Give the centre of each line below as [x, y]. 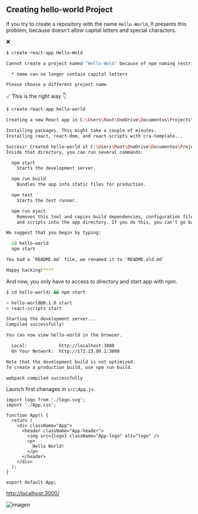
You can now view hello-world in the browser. [64, 335]
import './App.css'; [32, 405]
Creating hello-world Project [60, 10]
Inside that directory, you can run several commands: [75, 152]
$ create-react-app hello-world [46, 109]
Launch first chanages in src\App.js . [51, 389]
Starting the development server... [51, 319]
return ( [22, 421]
